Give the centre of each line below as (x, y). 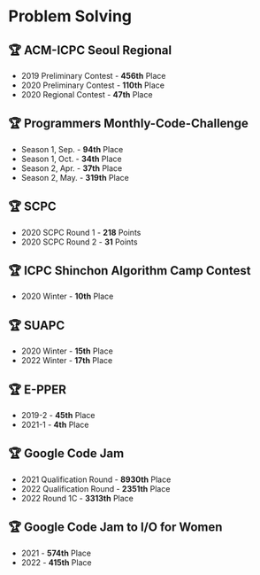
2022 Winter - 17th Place (67, 361)
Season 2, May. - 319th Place (75, 177)
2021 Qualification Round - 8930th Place (96, 479)
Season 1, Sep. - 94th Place (72, 149)
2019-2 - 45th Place (58, 416)
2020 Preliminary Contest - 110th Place (93, 85)
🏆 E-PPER (38, 389)
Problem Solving (70, 16)
